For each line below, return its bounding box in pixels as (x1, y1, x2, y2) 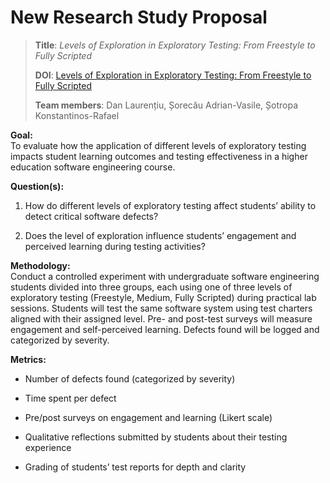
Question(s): (10, 180, 65, 192)
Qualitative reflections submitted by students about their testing (24, 431, 288, 443)
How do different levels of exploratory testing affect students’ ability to (24, 199, 317, 211)
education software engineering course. (10, 161, 176, 173)
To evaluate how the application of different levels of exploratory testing (10, 139, 307, 151)
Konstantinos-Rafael (34, 109, 120, 121)
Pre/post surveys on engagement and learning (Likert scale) (24, 411, 273, 423)
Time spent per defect (24, 392, 117, 404)
